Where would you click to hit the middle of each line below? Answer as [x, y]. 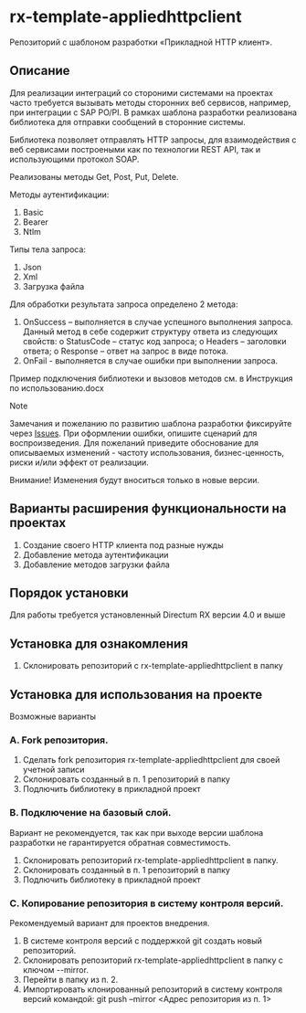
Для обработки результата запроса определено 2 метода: [124, 304]
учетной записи [53, 770]
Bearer [35, 222]
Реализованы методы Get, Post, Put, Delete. [94, 176]
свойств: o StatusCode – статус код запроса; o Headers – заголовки [154, 341]
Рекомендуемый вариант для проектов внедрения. [110, 923]
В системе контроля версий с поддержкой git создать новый [142, 940]
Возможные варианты [53, 716]
